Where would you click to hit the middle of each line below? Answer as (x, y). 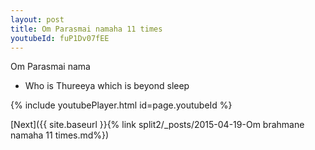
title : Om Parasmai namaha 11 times (86, 29)
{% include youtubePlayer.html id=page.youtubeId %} (121, 105)
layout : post (37, 19)
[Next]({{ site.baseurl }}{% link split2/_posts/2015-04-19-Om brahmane (157, 125)
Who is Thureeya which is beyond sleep (107, 86)
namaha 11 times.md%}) (60, 135)
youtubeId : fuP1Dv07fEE (60, 38)
